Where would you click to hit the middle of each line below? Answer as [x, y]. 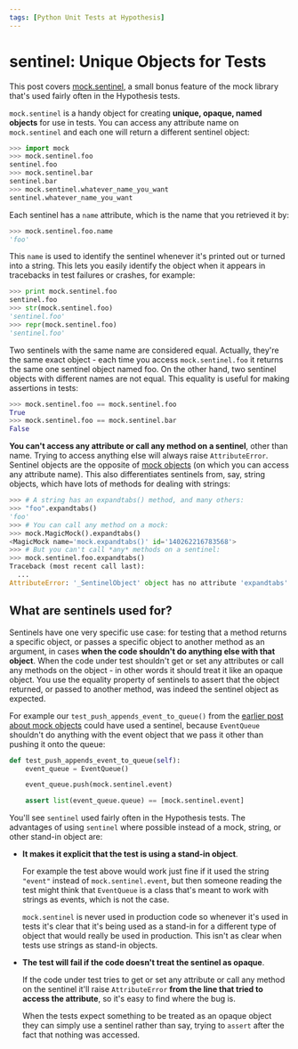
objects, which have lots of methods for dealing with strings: [120, 484]
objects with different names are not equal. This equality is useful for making [149, 378]
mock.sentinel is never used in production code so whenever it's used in [155, 917]
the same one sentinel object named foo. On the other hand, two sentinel [143, 369]
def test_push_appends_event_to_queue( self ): [95, 760]
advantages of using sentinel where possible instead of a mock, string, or [145, 827]
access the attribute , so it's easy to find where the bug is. [129, 999]
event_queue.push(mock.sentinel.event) [99, 785]
